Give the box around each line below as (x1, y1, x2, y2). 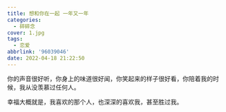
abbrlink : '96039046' (7, 49, 70, 56)
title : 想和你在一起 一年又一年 (7, 10, 89, 17)
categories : (7, 16, 41, 23)
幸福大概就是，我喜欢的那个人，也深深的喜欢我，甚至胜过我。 (7, 98, 183, 106)
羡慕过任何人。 (37, 83, 80, 91)
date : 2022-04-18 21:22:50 (7, 55, 85, 62)
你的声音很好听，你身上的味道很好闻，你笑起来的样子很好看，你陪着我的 (7, 74, 213, 82)
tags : (7, 36, 23, 43)
